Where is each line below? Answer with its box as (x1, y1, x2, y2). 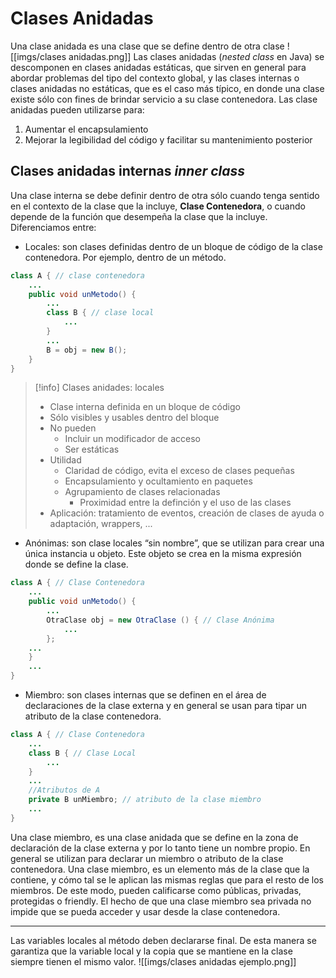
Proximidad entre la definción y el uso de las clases (79, 497, 292, 509)
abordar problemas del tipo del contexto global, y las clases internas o (10, 72, 300, 84)
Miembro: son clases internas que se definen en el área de (24, 689, 267, 701)
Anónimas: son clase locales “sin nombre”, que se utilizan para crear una (24, 537, 325, 549)
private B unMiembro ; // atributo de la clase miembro (28, 795, 262, 805)
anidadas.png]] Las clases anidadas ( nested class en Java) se (68, 50, 325, 62)
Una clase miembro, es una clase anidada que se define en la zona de (10, 831, 299, 843)
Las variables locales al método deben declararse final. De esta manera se (10, 934, 317, 946)
